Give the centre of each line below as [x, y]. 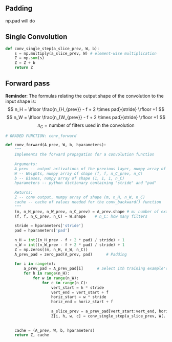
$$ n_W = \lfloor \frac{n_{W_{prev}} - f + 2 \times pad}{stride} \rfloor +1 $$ [86, 117]
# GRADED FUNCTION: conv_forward [41, 136]
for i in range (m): [35, 264]
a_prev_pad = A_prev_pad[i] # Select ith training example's [96, 269]
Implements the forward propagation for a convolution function [84, 155]
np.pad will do [20, 20]
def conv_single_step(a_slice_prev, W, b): [52, 49]
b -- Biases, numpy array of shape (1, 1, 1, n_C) [70, 178]
